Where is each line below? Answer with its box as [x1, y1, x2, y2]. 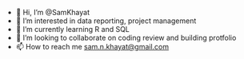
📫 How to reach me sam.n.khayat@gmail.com [15, 42, 170, 51]
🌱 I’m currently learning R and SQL [15, 25, 130, 33]
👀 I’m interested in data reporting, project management [15, 16, 197, 26]
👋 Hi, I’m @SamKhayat [15, 8, 90, 17]
